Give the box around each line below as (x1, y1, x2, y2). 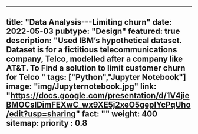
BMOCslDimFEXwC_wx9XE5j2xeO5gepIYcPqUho (6, 100, 191, 110)
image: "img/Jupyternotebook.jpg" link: (6, 82, 157, 92)
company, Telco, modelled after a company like (6, 54, 183, 64)
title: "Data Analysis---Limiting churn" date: (6, 17, 172, 27)
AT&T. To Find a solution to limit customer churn (6, 63, 186, 73)
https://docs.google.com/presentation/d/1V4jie (10, 91, 190, 101)
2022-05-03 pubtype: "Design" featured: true (6, 26, 180, 36)
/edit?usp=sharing (6, 109, 77, 119)
